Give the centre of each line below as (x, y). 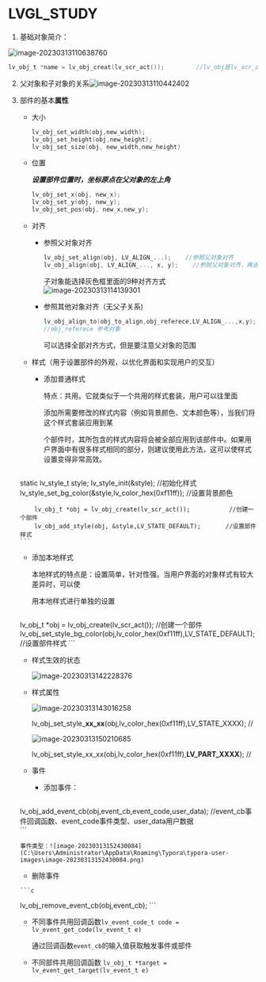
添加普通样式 (64, 378)
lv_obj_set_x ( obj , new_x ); (76, 195)
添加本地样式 (52, 557)
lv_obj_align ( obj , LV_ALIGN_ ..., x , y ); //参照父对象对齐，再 (148, 265)
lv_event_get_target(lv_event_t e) (90, 970)
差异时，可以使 (56, 584)
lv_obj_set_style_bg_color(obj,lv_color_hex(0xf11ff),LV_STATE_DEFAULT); (137, 633)
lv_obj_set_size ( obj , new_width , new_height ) (106, 147)
